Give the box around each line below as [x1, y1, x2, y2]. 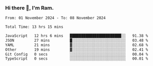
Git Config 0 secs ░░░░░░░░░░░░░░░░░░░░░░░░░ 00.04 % [5, 52, 149, 57]
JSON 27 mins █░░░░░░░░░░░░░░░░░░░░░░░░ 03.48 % [5, 38, 149, 43]
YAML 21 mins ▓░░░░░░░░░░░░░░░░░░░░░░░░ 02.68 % [5, 42, 149, 47]
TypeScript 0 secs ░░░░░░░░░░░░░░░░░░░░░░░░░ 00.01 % [5, 56, 149, 61]
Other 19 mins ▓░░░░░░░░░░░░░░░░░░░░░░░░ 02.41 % [5, 47, 149, 52]
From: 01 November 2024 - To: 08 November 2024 [5, 16, 106, 21]
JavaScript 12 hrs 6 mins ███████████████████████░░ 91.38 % [5, 33, 149, 38]
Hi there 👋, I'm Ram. [5, 4, 54, 11]
